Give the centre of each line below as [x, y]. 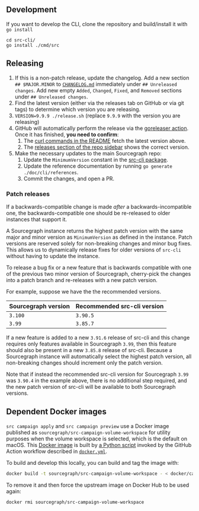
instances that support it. [36, 219]
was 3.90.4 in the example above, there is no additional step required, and [97, 380]
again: [14, 491]
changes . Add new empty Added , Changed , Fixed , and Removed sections [98, 90]
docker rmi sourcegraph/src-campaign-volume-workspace [75, 502]
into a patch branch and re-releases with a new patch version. [82, 280]
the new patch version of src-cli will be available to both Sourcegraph [91, 387]
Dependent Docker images [56, 412]
